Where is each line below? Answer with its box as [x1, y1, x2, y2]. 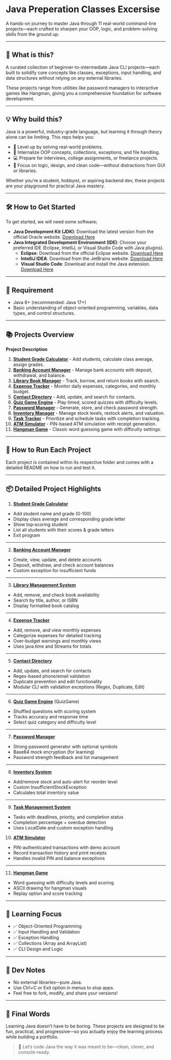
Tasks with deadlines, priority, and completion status [13, 814, 124, 820]
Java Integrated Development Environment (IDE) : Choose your [13, 240, 147, 246]
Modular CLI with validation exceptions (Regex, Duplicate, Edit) [13, 684, 145, 690]
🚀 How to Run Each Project [6, 446, 91, 454]
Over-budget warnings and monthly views [13, 638, 101, 644]
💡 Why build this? [6, 115, 62, 124]
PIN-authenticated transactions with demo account [13, 844, 120, 850]
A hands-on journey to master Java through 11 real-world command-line [6, 20, 156, 26]
